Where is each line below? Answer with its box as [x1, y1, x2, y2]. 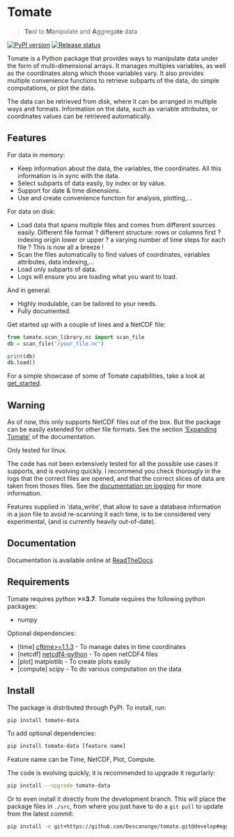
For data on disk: [7, 207, 56, 216]
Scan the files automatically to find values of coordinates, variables [17, 250, 210, 258]
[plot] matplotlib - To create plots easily [17, 657, 131, 665]
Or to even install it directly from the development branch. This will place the [7, 795, 226, 804]
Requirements [7, 576, 70, 588]
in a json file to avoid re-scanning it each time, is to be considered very [7, 510, 211, 518]
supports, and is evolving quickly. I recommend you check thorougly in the [7, 467, 221, 475]
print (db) [7, 353, 36, 360]
